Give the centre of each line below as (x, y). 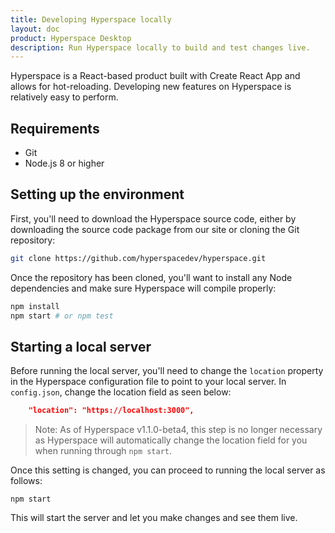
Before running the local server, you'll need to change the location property (167, 371)
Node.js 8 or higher (64, 163)
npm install (35, 306)
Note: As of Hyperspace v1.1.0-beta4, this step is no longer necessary (178, 430)
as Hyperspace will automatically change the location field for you (171, 440)
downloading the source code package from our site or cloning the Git (155, 229)
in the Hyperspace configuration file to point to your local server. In (148, 382)
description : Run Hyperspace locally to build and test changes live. (160, 47)
